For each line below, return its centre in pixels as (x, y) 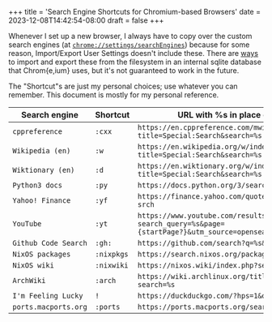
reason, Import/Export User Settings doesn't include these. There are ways (134, 53)
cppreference (38, 132)
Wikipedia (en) (42, 150)
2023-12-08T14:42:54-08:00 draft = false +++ (86, 20)
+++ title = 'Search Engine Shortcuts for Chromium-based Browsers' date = (135, 12)
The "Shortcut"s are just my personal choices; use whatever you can (123, 86)
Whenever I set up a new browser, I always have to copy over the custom (130, 36)
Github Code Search (50, 243)
